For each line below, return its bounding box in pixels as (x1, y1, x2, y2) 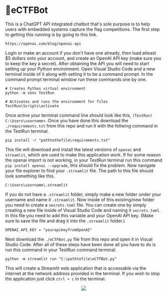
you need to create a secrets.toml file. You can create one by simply (5, 202, 147, 208)
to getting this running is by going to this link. (5, 31, 98, 37)
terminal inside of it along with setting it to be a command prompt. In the (5, 71, 153, 77)
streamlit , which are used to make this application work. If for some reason (5, 151, 161, 157)
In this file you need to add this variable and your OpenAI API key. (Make (5, 212, 154, 218)
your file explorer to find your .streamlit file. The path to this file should (5, 167, 154, 173)
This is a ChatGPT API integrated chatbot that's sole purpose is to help (5, 21, 151, 27)
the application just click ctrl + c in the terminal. (5, 276, 106, 282)
